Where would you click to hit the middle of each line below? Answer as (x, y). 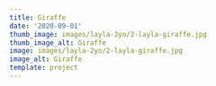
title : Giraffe (38, 17)
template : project (44, 68)
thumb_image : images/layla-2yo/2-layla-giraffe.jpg (108, 34)
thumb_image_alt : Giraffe (58, 43)
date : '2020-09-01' (46, 26)
